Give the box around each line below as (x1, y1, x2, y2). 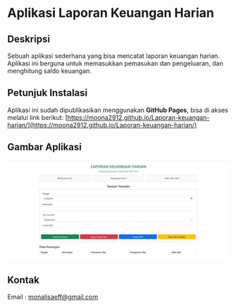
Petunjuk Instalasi (7, 87, 88, 99)
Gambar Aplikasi (7, 141, 82, 153)
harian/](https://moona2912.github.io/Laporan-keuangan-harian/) (7, 121, 197, 129)
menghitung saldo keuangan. (7, 67, 92, 75)
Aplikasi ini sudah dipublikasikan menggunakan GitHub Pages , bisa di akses (7, 106, 229, 114)
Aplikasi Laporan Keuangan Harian (7, 5, 215, 21)
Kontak (7, 273, 40, 286)
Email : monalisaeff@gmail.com (7, 292, 99, 301)
